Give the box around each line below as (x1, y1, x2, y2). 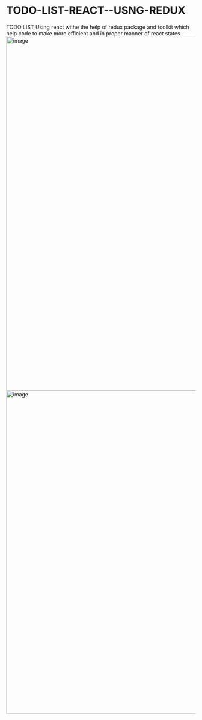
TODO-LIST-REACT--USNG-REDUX (6, 4, 186, 17)
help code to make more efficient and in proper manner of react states (6, 29, 180, 37)
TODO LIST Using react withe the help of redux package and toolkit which (6, 23, 189, 31)
